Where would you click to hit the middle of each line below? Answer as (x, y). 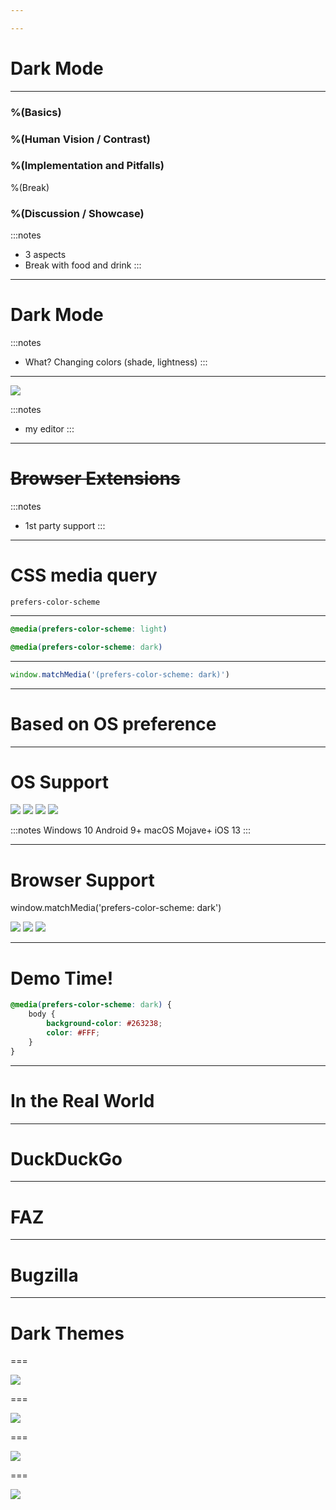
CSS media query (84, 575)
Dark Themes (67, 1333)
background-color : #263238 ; (104, 1024)
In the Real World (82, 1100)
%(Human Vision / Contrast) (80, 139)
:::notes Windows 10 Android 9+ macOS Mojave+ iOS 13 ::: (131, 830)
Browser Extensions (95, 478)
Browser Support (82, 880)
